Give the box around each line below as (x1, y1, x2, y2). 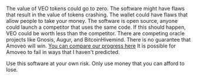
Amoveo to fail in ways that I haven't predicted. (6, 49, 120, 55)
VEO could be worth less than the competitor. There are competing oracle (6, 30, 185, 37)
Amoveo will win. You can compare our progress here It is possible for (6, 42, 176, 49)
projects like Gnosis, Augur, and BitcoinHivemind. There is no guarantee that (6, 36, 191, 43)
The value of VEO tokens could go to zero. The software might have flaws (6, 5, 185, 12)
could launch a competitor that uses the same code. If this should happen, (6, 23, 186, 30)
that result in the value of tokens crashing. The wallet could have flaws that (6, 11, 188, 18)
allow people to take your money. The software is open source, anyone (6, 18, 178, 24)
